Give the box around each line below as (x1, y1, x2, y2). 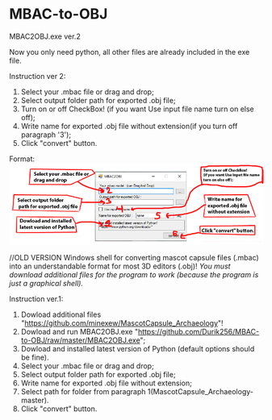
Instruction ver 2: (9, 71, 66, 81)
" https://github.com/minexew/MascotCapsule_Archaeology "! (20, 318, 224, 328)
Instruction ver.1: (9, 294, 64, 304)
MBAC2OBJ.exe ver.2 (9, 31, 82, 41)
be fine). (20, 352, 49, 363)
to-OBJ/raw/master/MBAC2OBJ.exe (20, 335, 140, 345)
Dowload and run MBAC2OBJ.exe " (20, 327, 139, 337)
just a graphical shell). (9, 279, 84, 289)
